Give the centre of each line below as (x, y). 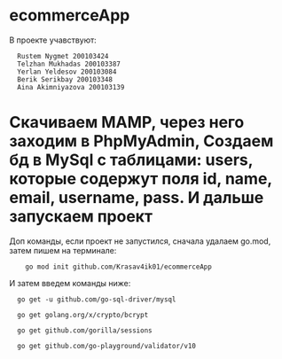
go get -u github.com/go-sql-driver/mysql (97, 299)
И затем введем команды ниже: (70, 283)
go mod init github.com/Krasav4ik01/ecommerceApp (119, 267)
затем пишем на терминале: (63, 250)
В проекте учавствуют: (53, 40)
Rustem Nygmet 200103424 (63, 56)
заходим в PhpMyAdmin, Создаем (141, 141)
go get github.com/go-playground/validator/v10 (107, 346)
